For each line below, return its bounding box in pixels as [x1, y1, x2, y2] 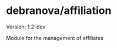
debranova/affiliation [6, 4, 112, 17]
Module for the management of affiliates [6, 34, 104, 41]
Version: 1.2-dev [6, 23, 46, 30]
